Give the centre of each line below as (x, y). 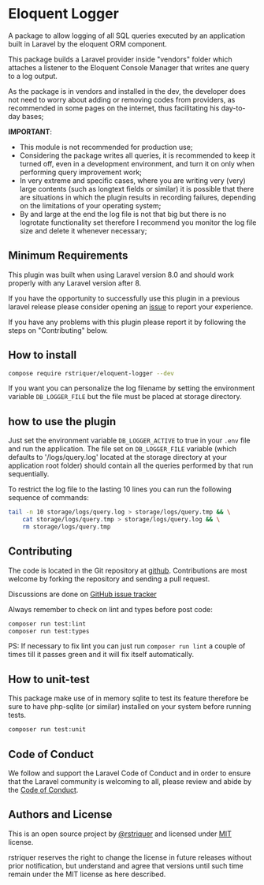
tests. (17, 715)
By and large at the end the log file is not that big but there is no (123, 214)
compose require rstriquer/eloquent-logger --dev (91, 373)
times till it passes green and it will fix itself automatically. (101, 655)
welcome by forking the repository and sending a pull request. (109, 579)
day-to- (233, 108)
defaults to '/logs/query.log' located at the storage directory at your (117, 457)
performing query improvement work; (80, 172)
